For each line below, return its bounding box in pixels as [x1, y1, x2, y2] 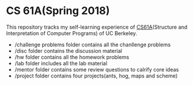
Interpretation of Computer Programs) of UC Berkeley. [6, 29, 137, 36]
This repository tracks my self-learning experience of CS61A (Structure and [6, 23, 188, 30]
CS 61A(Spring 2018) [6, 4, 110, 18]
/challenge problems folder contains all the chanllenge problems [14, 41, 171, 48]
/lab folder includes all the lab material [14, 60, 108, 67]
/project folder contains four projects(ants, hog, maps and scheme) [14, 72, 178, 79]
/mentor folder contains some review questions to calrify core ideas [14, 66, 179, 73]
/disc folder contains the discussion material [14, 47, 122, 54]
